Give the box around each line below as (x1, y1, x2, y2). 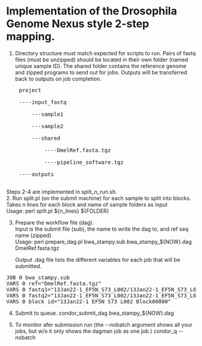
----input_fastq (19, 99, 67, 106)
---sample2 (31, 123, 64, 130)
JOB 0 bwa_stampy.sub (6, 274, 70, 281)
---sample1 (31, 111, 64, 118)
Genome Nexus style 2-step (6, 17, 149, 31)
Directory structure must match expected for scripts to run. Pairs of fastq (14, 49, 196, 56)
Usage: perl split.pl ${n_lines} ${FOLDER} (6, 207, 109, 214)
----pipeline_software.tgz (44, 159, 124, 166)
